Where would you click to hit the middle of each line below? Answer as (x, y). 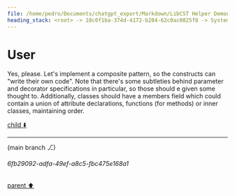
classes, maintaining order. (46, 111)
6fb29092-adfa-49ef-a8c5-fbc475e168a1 (68, 164)
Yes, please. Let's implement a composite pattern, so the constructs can (111, 74)
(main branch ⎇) (31, 148)
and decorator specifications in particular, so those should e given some (111, 89)
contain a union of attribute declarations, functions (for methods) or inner (113, 104)
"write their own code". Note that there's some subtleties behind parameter (115, 82)
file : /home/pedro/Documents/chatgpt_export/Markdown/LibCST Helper (109, 14)
